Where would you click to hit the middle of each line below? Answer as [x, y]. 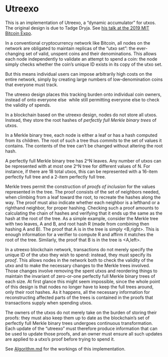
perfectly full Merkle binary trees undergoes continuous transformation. [79, 323]
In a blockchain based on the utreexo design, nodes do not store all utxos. [81, 115]
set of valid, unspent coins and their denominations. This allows [91, 54]
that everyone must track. [32, 84]
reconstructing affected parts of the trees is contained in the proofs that [79, 297]
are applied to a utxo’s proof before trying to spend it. [60, 339]
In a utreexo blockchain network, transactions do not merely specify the [79, 249]
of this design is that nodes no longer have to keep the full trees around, [79, 287]
